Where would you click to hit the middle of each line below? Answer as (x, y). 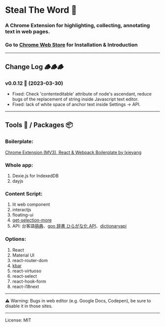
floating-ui (23, 215)
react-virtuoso (27, 271)
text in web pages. (27, 32)
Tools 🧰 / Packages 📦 (39, 125)
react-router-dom (30, 260)
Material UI (23, 255)
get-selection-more (32, 220)
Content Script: (24, 194)
